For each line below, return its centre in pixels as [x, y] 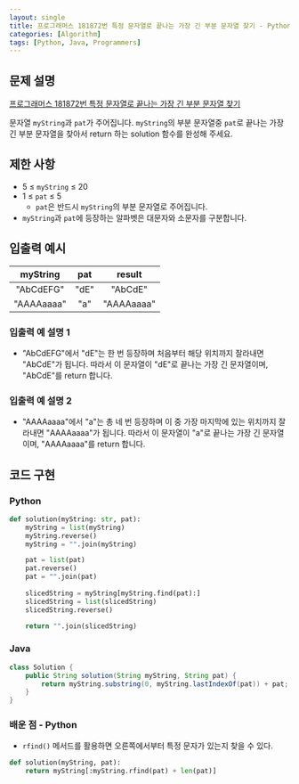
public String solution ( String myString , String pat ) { [131, 675]
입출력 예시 [38, 249]
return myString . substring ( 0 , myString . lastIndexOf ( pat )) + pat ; [165, 684]
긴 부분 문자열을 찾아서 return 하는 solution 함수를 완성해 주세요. [121, 134]
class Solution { [41, 667]
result [129, 274]
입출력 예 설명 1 [40, 332]
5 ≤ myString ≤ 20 [55, 186]
